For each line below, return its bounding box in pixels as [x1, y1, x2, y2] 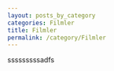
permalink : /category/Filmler [7, 33, 107, 42]
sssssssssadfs [7, 55, 55, 65]
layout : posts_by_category [7, 11, 96, 20]
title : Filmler [7, 26, 57, 34]
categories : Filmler [7, 19, 75, 27]
